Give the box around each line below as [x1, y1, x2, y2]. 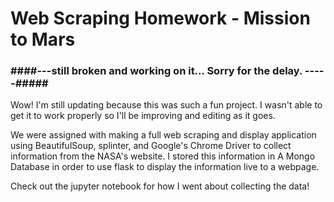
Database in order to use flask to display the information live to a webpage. [10, 161, 320, 173]
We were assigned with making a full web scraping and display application [10, 129, 317, 141]
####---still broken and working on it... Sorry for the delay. [10, 64, 303, 78]
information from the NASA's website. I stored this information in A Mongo [10, 150, 316, 162]
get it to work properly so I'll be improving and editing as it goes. [10, 110, 276, 122]
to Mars [10, 28, 76, 51]
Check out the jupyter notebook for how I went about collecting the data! [10, 180, 310, 192]
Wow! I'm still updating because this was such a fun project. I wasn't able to [10, 99, 323, 111]
